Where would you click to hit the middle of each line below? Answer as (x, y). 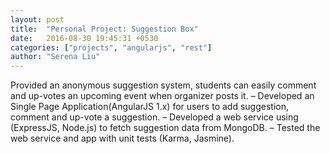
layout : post (37, 19)
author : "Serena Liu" (55, 57)
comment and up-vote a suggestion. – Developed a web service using (154, 117)
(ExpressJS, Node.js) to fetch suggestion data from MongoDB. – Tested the (165, 128)
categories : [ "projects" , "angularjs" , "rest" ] (111, 47)
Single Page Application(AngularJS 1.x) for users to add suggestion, (149, 107)
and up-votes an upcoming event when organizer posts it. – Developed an (162, 96)
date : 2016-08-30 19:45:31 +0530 (84, 38)
